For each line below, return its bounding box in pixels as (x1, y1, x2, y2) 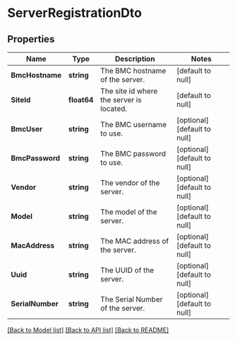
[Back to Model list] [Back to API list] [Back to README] (7, 326, 169, 334)
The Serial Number (100, 294, 163, 304)
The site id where (100, 86, 158, 96)
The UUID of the (100, 265, 154, 275)
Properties (7, 33, 55, 45)
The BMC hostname (100, 66, 166, 76)
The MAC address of (100, 237, 169, 246)
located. (100, 104, 128, 114)
